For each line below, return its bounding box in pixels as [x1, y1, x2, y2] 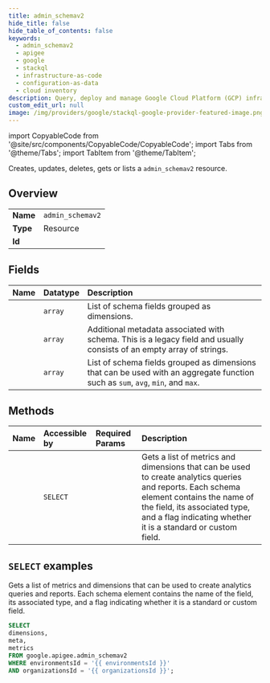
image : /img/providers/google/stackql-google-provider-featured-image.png [8, 109, 264, 117]
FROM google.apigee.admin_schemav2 [8, 652, 128, 660]
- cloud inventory [15, 86, 78, 95]
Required [95, 427, 131, 439]
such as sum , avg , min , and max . [87, 377, 200, 388]
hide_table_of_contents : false [8, 27, 113, 35]
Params [95, 438, 126, 449]
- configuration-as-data [15, 79, 99, 87]
